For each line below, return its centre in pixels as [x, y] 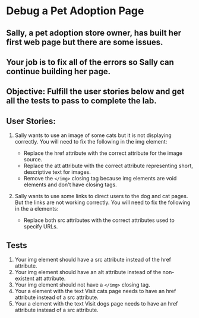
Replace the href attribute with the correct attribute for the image [103, 153]
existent [24, 278]
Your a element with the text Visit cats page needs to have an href [95, 291]
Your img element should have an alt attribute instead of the [88, 272]
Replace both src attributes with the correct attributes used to [99, 220]
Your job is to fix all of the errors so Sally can [90, 62]
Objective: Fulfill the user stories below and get [95, 92]
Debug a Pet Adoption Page [75, 11]
